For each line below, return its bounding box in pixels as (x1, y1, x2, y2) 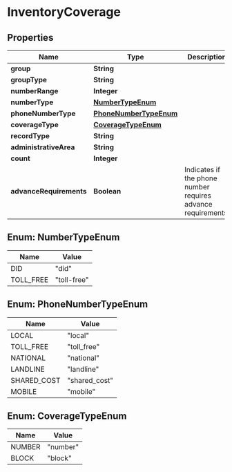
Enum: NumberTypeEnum (7, 232, 120, 243)
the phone (184, 173, 217, 183)
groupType (10, 75, 47, 84)
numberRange (10, 86, 59, 95)
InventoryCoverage (7, 4, 122, 20)
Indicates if (184, 165, 221, 174)
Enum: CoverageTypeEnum (7, 410, 127, 422)
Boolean (93, 187, 122, 196)
